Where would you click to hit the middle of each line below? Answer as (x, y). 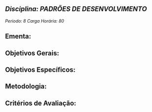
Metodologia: (26, 86)
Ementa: (18, 37)
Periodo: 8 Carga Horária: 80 (35, 21)
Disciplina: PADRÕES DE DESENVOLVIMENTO (76, 9)
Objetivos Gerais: (32, 53)
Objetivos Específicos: (40, 70)
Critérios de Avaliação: (41, 103)
